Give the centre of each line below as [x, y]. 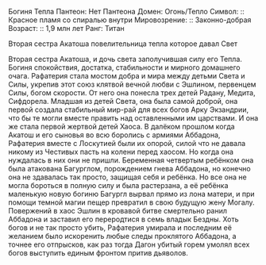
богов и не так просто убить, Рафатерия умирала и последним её [120, 228]
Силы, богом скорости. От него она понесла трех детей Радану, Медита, [132, 93]
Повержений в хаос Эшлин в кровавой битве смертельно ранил [118, 211]
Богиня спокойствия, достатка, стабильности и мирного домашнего [124, 67]
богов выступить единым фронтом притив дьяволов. [98, 253]
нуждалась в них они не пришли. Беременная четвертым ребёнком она [131, 160]
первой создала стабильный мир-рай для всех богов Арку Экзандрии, [128, 109]
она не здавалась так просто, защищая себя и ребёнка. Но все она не [128, 177]
